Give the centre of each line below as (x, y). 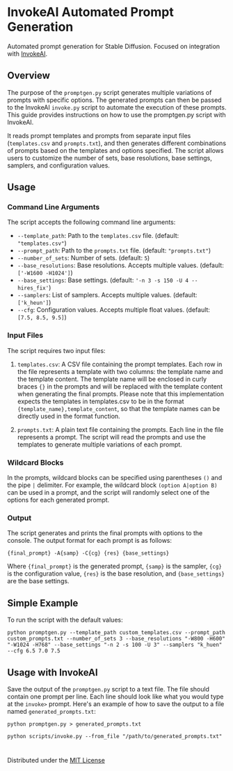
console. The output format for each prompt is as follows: (90, 541)
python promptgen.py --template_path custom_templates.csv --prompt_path (116, 633)
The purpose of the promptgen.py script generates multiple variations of (110, 92)
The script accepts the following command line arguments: (91, 222)
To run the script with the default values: (65, 620)
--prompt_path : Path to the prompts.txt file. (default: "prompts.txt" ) (114, 250)
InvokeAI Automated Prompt (90, 12)
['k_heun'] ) (34, 302)
